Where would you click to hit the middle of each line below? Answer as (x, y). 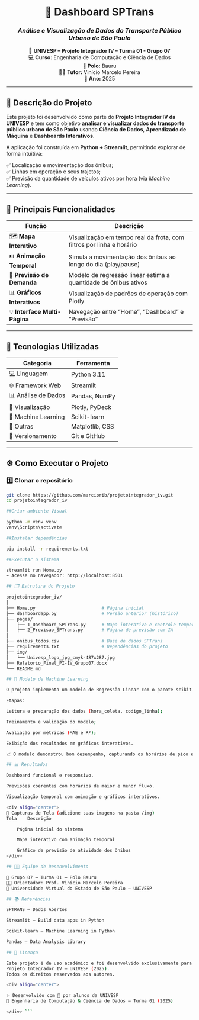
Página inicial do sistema (50, 829)
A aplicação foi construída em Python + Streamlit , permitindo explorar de (96, 147)
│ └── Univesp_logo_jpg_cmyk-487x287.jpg (61, 657)
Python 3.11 (88, 374)
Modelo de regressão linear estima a (119, 275)
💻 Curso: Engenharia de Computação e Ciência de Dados (99, 57)
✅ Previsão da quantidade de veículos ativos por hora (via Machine (88, 178)
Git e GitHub (88, 436)
